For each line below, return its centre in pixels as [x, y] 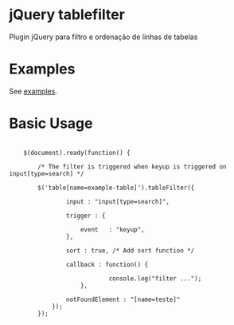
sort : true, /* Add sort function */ [130, 250]
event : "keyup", [113, 229]
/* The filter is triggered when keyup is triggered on [132, 166]
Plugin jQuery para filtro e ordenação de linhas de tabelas [103, 37]
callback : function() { [107, 264]
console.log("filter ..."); [155, 278]
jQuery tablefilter [67, 15]
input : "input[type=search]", [118, 201]
